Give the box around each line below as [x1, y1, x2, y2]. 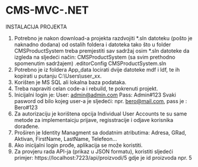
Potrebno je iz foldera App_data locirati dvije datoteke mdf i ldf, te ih [14, 66, 180, 73]
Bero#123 [14, 104, 38, 111]
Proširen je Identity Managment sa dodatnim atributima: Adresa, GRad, [14, 129, 187, 136]
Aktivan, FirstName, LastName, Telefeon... [14, 135, 117, 142]
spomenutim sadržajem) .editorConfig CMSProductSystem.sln [14, 60, 167, 67]
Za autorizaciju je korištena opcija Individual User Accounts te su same [14, 110, 187, 117]
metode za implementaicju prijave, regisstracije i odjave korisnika [14, 116, 174, 123]
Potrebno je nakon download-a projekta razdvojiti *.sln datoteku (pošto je [14, 34, 193, 41]
